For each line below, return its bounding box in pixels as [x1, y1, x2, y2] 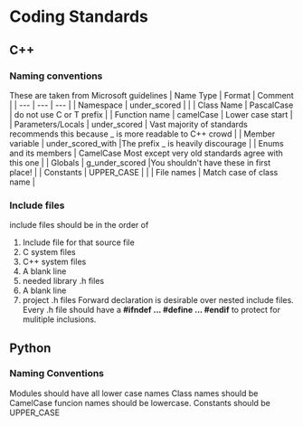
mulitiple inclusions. [22, 314, 97, 325]
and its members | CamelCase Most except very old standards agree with [9, 147, 283, 158]
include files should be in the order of [9, 220, 149, 231]
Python [9, 340, 52, 355]
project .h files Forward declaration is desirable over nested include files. [22, 295, 294, 306]
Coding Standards [9, 6, 149, 27]
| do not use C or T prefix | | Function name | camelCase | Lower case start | [9, 109, 293, 119]
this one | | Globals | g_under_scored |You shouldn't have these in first [9, 156, 271, 168]
